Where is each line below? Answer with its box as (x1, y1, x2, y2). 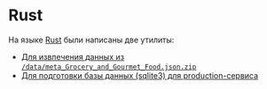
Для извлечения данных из (20, 51, 125, 62)
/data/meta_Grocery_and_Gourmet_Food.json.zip (20, 63, 197, 71)
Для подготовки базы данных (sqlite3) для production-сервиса (20, 70, 259, 80)
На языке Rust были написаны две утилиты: (8, 34, 175, 45)
